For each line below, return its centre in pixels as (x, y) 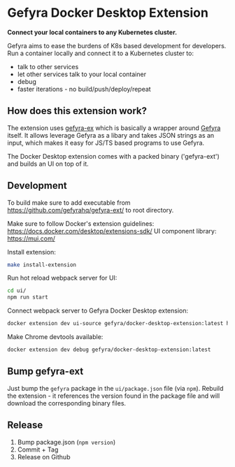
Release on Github (44, 457)
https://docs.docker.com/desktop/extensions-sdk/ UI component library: (112, 231)
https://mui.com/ (31, 238)
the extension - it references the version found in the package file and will (114, 396)
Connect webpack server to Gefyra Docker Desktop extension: (98, 311)
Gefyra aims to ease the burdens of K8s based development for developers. (117, 45)
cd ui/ (17, 291)
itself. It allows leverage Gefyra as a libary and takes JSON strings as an (111, 135)
